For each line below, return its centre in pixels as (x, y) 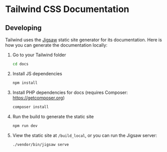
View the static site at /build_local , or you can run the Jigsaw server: (85, 135)
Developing (23, 28)
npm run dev (25, 126)
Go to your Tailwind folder (39, 55)
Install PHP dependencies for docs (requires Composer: (70, 92)
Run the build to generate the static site (53, 116)
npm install (25, 83)
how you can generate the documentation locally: (56, 45)
